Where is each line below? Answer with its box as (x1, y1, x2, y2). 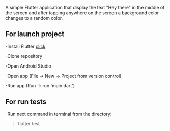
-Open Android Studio (5, 63, 52, 69)
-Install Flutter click (5, 43, 46, 49)
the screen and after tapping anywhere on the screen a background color (5, 10, 159, 16)
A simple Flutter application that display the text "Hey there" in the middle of (5, 5, 165, 10)
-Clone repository (5, 53, 42, 59)
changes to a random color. (5, 15, 63, 21)
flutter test (17, 120, 40, 126)
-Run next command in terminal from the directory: (5, 111, 112, 117)
